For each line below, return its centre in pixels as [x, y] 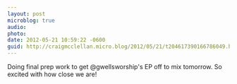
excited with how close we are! [52, 74]
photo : [17, 34]
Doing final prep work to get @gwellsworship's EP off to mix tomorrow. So [115, 67]
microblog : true [31, 20]
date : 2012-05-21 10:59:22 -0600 [56, 40]
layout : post [26, 14]
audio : [17, 27]
